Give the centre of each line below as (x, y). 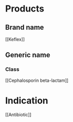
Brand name (25, 27)
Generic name (28, 55)
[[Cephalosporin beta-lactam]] (37, 80)
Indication (27, 100)
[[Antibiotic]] (18, 114)
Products (25, 9)
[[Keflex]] (15, 39)
